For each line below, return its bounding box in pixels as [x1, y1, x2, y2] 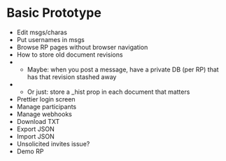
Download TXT [16, 117, 60, 125]
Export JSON [16, 125, 55, 133]
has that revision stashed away [27, 72, 117, 81]
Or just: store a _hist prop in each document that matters [27, 87, 190, 96]
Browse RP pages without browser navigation [16, 43, 148, 51]
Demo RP [16, 147, 44, 155]
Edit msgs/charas [16, 28, 68, 36]
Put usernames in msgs [16, 35, 85, 43]
